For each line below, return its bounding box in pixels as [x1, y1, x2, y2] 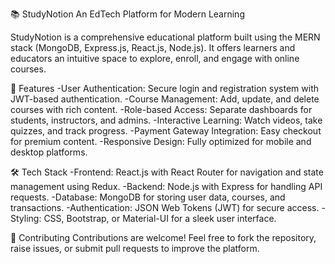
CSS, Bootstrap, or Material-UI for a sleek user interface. [43, 213, 277, 224]
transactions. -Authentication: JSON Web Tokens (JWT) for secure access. [10, 202, 320, 213]
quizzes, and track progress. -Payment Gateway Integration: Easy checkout [10, 125, 322, 137]
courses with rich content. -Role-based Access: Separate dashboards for [10, 104, 313, 115]
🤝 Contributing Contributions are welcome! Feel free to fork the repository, [10, 232, 317, 243]
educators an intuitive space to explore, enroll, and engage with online [10, 53, 300, 64]
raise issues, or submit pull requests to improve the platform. [10, 243, 260, 254]
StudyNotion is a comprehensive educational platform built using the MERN [10, 31, 321, 43]
